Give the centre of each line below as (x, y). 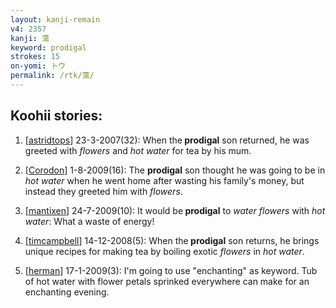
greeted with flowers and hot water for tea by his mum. (138, 150)
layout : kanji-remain (55, 19)
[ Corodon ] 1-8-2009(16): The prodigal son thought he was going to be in (175, 170)
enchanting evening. (67, 292)
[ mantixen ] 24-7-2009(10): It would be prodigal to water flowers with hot (175, 210)
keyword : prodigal (48, 47)
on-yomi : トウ (38, 66)
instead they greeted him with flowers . (103, 191)
